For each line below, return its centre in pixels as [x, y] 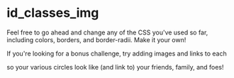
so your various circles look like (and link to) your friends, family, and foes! [115, 67]
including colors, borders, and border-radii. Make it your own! [96, 39]
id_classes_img [53, 13]
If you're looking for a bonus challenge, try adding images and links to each [117, 53]
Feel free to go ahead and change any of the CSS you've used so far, [107, 32]
